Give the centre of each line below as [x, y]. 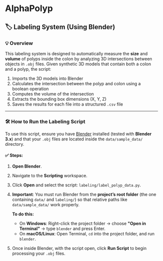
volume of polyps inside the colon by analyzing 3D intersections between [79, 59]
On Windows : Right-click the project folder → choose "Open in [83, 224]
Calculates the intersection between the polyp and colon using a [76, 83]
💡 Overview [19, 43]
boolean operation [30, 89]
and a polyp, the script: [28, 69]
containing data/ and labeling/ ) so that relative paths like [70, 200]
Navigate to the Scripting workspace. [50, 176]
